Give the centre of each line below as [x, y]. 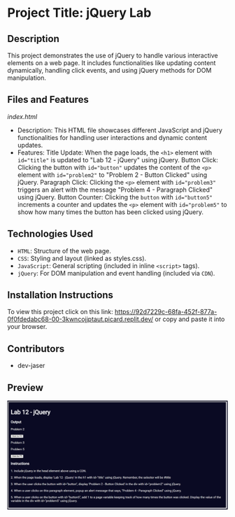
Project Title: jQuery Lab [79, 13]
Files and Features [48, 100]
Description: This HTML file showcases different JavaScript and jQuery [120, 130]
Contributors [36, 349]
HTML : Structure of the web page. [64, 250]
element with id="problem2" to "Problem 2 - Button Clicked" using [112, 175]
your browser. [27, 327]
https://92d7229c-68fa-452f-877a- [166, 312]
